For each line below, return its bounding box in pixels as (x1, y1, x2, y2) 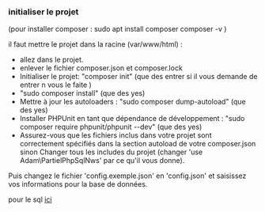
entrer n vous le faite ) (19, 80, 93, 89)
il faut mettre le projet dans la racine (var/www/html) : (8, 40, 184, 49)
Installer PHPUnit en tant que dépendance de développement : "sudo (19, 114, 245, 123)
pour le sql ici (8, 195, 53, 204)
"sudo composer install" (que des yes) (19, 89, 146, 98)
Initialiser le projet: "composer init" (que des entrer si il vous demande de (19, 72, 258, 81)
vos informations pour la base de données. (8, 180, 148, 189)
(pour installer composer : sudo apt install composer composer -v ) (8, 25, 227, 34)
